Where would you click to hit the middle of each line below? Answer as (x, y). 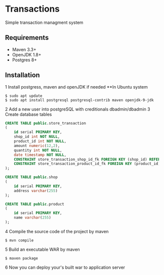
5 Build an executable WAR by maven (42, 249)
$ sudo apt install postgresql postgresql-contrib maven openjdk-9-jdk (79, 100)
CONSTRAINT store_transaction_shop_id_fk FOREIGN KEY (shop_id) (81, 159)
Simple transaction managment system (44, 22)
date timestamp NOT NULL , (40, 155)
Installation (22, 75)
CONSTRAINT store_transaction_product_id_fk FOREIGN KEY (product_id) (87, 164)
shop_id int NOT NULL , (37, 137)
